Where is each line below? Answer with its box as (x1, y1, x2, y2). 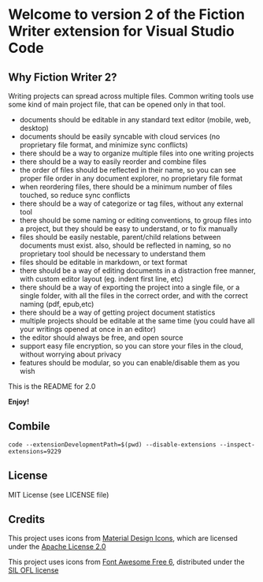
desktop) (19, 124, 49, 132)
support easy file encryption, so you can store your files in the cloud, (19, 341, 244, 350)
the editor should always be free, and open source (19, 333, 183, 342)
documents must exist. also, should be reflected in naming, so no (19, 241, 232, 250)
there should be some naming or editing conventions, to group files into (19, 215, 252, 225)
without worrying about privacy (19, 349, 122, 359)
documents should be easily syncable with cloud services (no (19, 132, 220, 141)
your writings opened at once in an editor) (19, 325, 156, 334)
